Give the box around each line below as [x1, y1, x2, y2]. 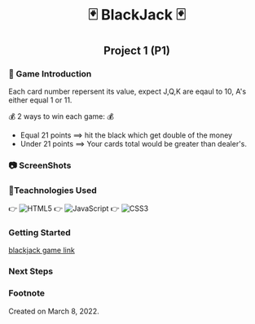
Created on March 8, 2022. [8, 306, 99, 316]
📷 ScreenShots [8, 160, 72, 171]
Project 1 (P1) [103, 43, 171, 57]
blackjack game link [8, 245, 75, 256]
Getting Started [8, 227, 71, 239]
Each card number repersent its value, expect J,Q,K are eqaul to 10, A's [8, 86, 247, 96]
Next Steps [8, 265, 54, 277]
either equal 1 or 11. [8, 94, 73, 105]
